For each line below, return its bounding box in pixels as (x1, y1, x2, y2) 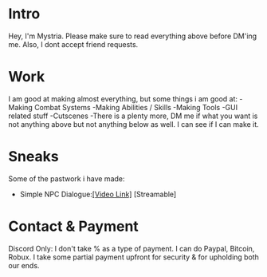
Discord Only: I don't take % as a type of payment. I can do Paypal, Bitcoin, (8, 243, 255, 253)
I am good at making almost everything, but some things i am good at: (8, 93, 238, 104)
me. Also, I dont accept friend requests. (8, 39, 139, 49)
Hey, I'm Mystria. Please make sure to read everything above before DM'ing (8, 31, 257, 41)
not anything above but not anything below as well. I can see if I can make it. (8, 119, 259, 129)
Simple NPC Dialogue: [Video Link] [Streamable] (19, 189, 177, 199)
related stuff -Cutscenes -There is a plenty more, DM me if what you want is (8, 111, 258, 121)
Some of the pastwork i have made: (8, 173, 125, 184)
